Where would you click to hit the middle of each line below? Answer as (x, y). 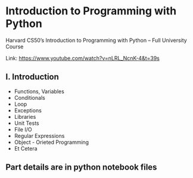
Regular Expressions (39, 136)
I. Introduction (32, 77)
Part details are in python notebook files (81, 168)
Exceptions (28, 110)
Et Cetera (26, 148)
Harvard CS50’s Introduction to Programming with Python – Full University (96, 40)
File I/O (23, 129)
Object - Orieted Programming (52, 142)
